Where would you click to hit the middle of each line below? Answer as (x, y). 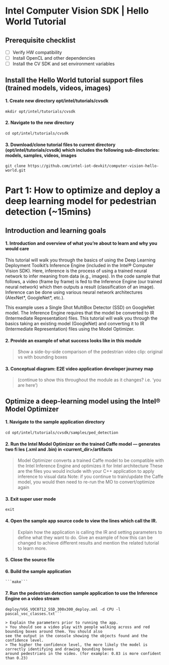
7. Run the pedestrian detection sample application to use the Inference (81, 593)
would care (17, 249)
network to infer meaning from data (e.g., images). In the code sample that (83, 276)
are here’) (27, 385)
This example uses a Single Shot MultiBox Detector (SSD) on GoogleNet (80, 307)
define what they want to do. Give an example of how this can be (85, 537)
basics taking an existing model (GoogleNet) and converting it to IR (75, 323)
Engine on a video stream (32, 598)
